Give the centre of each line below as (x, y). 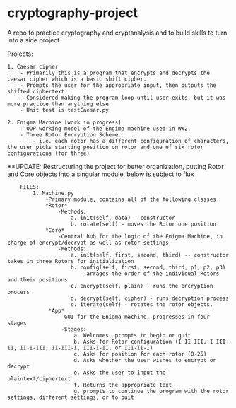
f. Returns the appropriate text (123, 385)
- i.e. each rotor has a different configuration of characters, (131, 141)
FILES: (30, 187)
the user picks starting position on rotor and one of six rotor (105, 147)
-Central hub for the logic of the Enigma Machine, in (140, 236)
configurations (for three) (49, 153)
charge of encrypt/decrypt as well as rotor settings (88, 243)
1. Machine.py (53, 193)
